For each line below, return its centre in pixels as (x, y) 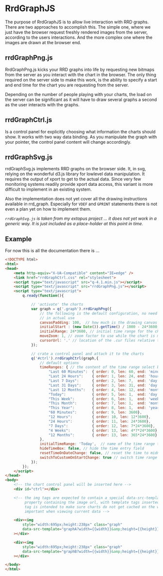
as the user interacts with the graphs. (42, 104)
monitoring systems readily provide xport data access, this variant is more (79, 184)
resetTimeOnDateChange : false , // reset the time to (94, 453)
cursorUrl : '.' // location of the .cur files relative (97, 341)
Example (18, 239)
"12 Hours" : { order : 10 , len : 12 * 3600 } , (99, 417)
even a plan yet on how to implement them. (48, 209)
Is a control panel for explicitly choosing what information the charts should (81, 132)
